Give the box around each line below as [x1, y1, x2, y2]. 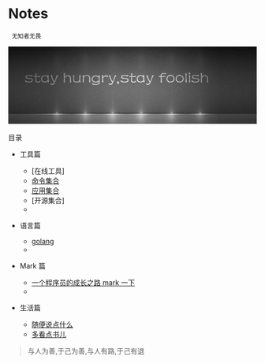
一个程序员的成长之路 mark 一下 [31, 278, 136, 287]
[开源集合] [31, 196, 65, 206]
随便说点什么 [31, 320, 73, 329]
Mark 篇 [19, 261, 46, 271]
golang [31, 237, 54, 246]
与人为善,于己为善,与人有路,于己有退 [27, 346, 144, 356]
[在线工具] [31, 166, 65, 176]
